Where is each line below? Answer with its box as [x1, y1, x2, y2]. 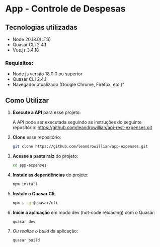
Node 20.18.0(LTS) [12, 36, 51, 42]
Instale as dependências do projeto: [12, 172, 89, 178]
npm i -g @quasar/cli [12, 200, 58, 205]
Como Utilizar [5, 96, 49, 104]
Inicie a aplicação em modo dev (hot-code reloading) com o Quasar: [12, 209, 155, 215]
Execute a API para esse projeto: [12, 109, 82, 115]
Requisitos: [5, 59, 34, 66]
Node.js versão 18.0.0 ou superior [12, 71, 83, 77]
